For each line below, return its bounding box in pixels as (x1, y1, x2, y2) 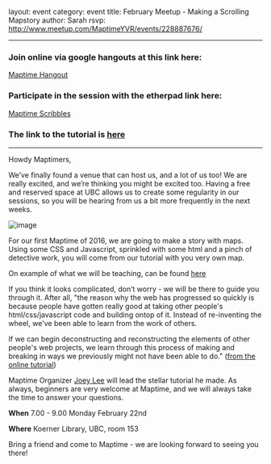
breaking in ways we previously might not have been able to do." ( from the (8, 351, 256, 361)
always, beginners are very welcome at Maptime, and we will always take (8, 383, 252, 394)
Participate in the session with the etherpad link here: (8, 90, 223, 102)
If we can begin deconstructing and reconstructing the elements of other (8, 334, 251, 344)
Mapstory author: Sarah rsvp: (8, 15, 106, 25)
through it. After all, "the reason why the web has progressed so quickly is (8, 292, 255, 302)
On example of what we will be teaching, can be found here (8, 268, 206, 278)
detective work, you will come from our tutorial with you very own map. (8, 253, 245, 262)
